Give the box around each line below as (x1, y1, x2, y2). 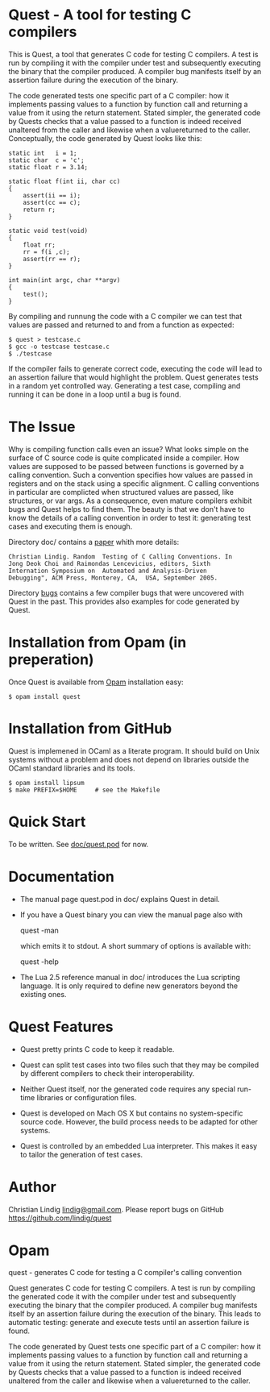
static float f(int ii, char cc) (8, 177, 121, 185)
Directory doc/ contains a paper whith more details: (8, 537, 180, 546)
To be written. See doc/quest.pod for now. (8, 839, 149, 849)
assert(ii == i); (23, 191, 81, 199)
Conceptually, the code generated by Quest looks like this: (8, 133, 203, 143)
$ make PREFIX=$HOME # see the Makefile (8, 786, 160, 794)
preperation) (8, 650, 94, 669)
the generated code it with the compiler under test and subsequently (8, 1292, 236, 1302)
